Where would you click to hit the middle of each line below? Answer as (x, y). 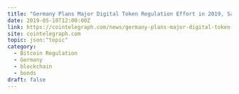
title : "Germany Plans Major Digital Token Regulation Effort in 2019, (116, 14)
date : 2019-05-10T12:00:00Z (49, 20)
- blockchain (33, 66)
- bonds (25, 73)
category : (22, 47)
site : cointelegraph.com (44, 34)
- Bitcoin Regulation (46, 54)
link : (15, 27)
